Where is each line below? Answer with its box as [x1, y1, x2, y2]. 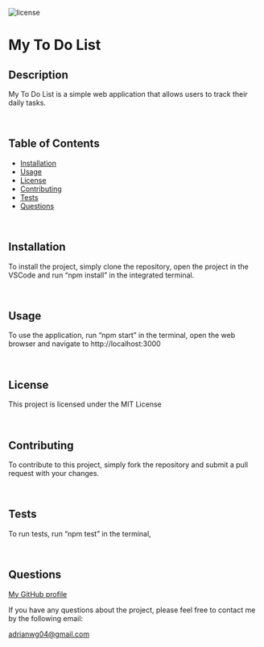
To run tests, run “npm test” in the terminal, [8, 528, 151, 538]
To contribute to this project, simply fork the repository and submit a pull [8, 460, 248, 470]
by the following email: [8, 613, 83, 623]
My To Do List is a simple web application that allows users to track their [8, 90, 248, 98]
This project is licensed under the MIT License [8, 399, 163, 409]
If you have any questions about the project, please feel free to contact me [8, 605, 256, 615]
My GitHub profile [8, 589, 68, 599]
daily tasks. [8, 98, 47, 107]
